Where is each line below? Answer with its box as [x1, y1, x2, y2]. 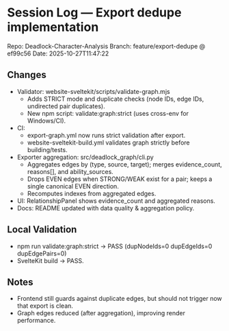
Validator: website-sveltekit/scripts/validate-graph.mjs [16, 87, 170, 95]
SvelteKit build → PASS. [16, 256, 84, 265]
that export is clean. [16, 302, 74, 310]
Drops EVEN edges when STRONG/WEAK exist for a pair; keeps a [27, 175, 213, 183]
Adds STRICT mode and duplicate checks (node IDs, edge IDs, [27, 95, 204, 103]
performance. [16, 317, 56, 325]
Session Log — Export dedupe [7, 5, 182, 21]
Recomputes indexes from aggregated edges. [27, 189, 157, 197]
